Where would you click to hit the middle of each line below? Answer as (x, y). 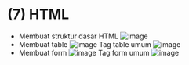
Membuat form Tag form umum (84, 52)
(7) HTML (38, 14)
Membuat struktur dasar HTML (69, 36)
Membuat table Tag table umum (85, 44)
